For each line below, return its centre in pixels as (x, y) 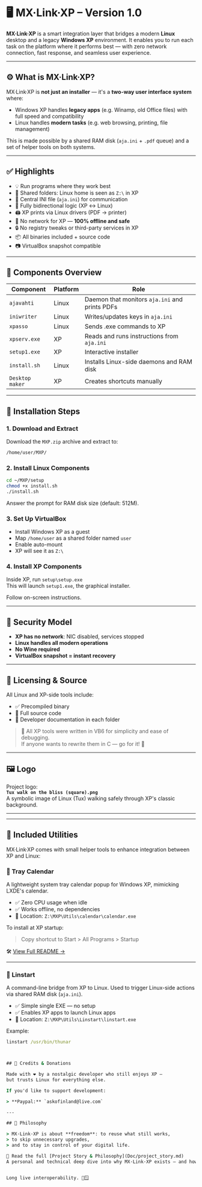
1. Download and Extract (42, 429)
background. (22, 805)
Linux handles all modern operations (61, 643)
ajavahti (22, 303)
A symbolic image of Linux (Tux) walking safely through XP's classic (91, 798)
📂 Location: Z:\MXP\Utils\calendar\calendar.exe (75, 916)
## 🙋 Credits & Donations (38, 1063)
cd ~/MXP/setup (25, 481)
